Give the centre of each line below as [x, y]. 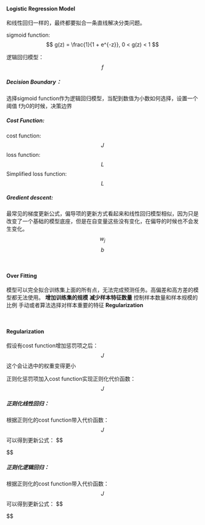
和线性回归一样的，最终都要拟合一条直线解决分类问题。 [76, 23]
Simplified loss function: [37, 174]
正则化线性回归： [28, 404]
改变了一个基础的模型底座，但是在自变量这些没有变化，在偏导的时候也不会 [100, 221]
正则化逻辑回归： [28, 467]
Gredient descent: [30, 197]
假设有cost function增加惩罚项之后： [52, 346]
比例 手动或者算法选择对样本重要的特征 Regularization [75, 305]
